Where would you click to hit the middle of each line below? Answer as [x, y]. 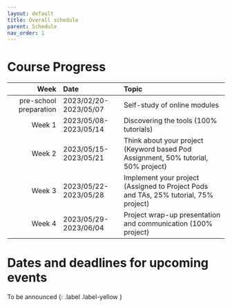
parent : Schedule [32, 26]
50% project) [145, 167]
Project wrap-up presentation [172, 215]
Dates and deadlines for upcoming [108, 263]
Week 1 [44, 125]
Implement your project [161, 178]
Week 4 [44, 224]
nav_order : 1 [26, 33]
